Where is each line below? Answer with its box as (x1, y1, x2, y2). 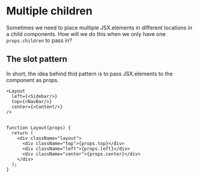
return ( (11, 130, 34, 136)
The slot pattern (6, 54, 68, 64)
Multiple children (6, 4, 93, 18)
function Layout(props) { (6, 125, 71, 131)
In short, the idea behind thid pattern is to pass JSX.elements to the (6, 70, 173, 77)
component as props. (6, 76, 59, 83)
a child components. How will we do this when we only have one (6, 30, 166, 37)
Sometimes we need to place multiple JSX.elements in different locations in (6, 24, 193, 31)
